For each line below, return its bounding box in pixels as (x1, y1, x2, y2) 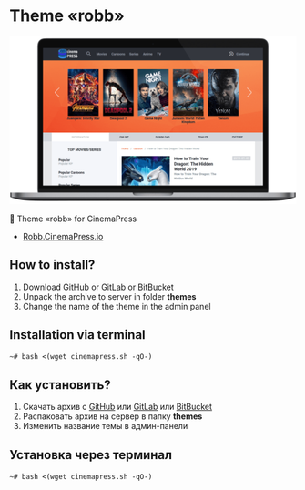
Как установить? (9, 377, 111, 393)
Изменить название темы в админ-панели (22, 421, 188, 432)
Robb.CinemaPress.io (22, 230, 104, 241)
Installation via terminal (9, 327, 146, 342)
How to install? (9, 257, 96, 273)
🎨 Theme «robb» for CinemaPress (9, 213, 137, 224)
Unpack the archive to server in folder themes (22, 291, 197, 301)
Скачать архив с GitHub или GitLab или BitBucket (22, 402, 212, 413)
